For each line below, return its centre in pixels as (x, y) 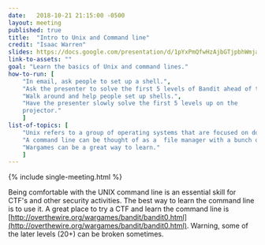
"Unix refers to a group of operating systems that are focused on (135, 132)
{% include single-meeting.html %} (65, 177)
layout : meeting (35, 23)
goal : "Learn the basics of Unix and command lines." (99, 67)
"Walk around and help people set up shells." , (102, 96)
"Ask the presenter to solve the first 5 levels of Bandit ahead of (137, 89)
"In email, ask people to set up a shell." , (97, 81)
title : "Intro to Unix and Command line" (79, 37)
